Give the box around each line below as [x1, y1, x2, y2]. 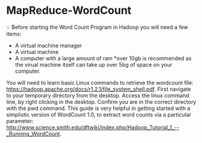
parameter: [6, 117, 34, 124]
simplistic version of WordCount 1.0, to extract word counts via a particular [6, 111, 192, 118]
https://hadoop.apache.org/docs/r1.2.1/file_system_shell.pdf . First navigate [6, 85, 191, 93]
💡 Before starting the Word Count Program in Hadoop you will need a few [6, 23, 189, 31]
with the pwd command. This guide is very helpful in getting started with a [6, 105, 191, 112]
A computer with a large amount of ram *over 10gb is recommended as [14, 55, 192, 62]
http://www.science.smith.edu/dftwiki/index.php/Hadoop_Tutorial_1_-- [6, 124, 180, 131]
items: [6, 30, 22, 37]
